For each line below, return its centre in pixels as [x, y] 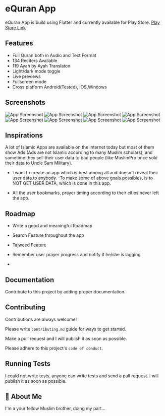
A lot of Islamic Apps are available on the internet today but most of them [80, 147]
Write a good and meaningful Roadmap [52, 226]
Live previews [27, 76]
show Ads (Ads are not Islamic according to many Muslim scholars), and [79, 152]
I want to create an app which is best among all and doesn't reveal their [85, 173]
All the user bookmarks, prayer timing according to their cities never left [86, 193]
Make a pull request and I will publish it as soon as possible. [66, 339]
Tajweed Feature [29, 245]
